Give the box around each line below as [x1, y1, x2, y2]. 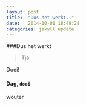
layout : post [6, 8, 39, 15]
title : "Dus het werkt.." [6, 15, 74, 21]
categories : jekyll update [6, 25, 74, 32]
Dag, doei [6, 80, 31, 87]
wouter [6, 93, 24, 101]
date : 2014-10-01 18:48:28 [6, 20, 80, 26]
